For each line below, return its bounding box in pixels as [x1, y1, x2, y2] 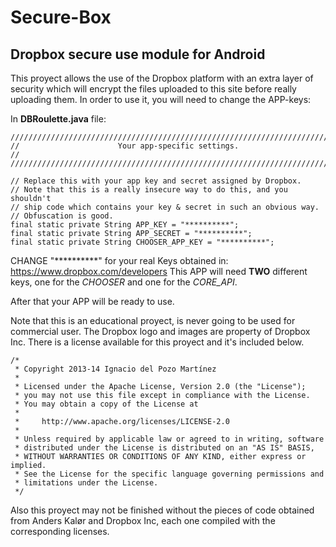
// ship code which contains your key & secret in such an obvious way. [10, 202, 320, 212]
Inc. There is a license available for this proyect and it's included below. [10, 336, 305, 348]
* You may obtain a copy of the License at [14, 399, 199, 409]
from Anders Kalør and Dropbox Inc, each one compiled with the [10, 515, 276, 526]
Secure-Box [10, 6, 112, 29]
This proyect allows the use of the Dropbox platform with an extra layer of [10, 72, 314, 84]
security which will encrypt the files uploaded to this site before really [10, 83, 297, 95]
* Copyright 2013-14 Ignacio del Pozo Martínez [14, 364, 217, 374]
